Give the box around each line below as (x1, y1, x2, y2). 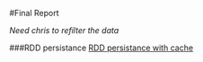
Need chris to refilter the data (9, 25, 119, 35)
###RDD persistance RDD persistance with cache (9, 42, 194, 53)
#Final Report (9, 8, 59, 18)
